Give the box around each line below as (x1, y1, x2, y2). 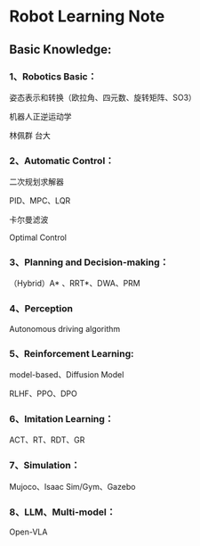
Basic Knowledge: (9, 42, 112, 57)
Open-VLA (9, 526, 48, 537)
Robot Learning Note (9, 6, 165, 27)
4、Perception (9, 302, 74, 315)
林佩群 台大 (9, 129, 51, 140)
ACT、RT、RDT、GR (9, 434, 85, 445)
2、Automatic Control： (9, 154, 115, 167)
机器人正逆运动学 (9, 111, 72, 121)
